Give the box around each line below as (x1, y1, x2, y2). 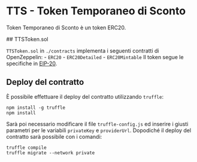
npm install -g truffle (6, 105, 66, 111)
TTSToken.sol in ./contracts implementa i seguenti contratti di (6, 47, 159, 54)
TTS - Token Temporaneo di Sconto (6, 4, 186, 18)
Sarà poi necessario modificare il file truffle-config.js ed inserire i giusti (6, 120, 189, 127)
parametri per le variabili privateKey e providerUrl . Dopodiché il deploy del (6, 127, 192, 134)
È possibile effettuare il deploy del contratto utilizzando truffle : (6, 93, 163, 100)
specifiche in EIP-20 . (6, 60, 57, 67)
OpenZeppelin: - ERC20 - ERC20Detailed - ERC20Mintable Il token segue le (6, 53, 184, 60)
